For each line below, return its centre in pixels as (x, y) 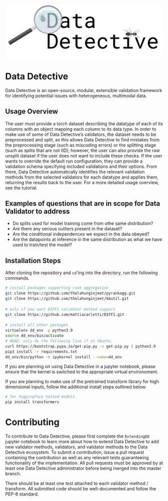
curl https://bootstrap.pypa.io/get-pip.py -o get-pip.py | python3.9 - (83, 346)
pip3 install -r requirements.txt (41, 352)
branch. (13, 474)
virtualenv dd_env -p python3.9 (39, 330)
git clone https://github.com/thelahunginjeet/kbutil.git (67, 298)
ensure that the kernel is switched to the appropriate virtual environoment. (82, 372)
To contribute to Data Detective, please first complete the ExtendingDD (77, 436)
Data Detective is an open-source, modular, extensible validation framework (84, 90)
